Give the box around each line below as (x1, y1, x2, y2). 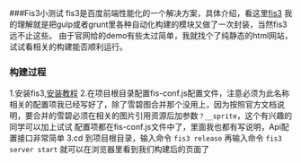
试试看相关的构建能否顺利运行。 (9, 41, 128, 52)
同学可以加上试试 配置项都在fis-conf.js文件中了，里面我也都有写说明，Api (9, 122, 281, 133)
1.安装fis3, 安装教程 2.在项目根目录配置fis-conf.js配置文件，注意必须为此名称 (9, 88, 290, 99)
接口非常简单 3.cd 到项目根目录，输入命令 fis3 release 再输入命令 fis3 (16, 133, 283, 143)
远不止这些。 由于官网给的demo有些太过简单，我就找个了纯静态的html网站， (9, 30, 293, 40)
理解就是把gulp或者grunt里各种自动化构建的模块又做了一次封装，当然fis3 (16, 19, 288, 30)
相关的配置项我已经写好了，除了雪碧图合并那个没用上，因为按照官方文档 (9, 99, 277, 110)
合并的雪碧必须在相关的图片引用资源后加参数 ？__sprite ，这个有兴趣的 (32, 110, 293, 121)
